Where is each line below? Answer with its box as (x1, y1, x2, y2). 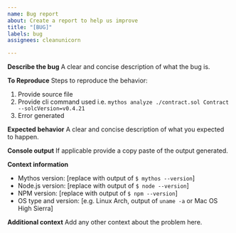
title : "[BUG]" (7, 23, 53, 31)
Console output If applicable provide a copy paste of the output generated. (7, 146, 229, 155)
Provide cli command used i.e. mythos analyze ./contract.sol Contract (17, 97, 230, 107)
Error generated (17, 112, 65, 120)
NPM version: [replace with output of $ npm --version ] (17, 189, 178, 197)
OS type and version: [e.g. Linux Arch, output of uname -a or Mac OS (17, 197, 218, 205)
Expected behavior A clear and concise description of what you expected (7, 125, 225, 134)
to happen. (7, 133, 39, 141)
